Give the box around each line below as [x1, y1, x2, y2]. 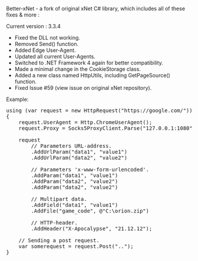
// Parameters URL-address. [31, 143, 112, 149]
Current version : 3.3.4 [6, 23, 61, 30]
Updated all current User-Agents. [14, 53, 95, 60]
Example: [6, 96, 29, 103]
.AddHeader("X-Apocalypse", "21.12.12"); [31, 226, 153, 232]
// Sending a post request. [18, 237, 100, 244]
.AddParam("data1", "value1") [31, 172, 118, 179]
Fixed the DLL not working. [14, 34, 81, 41]
